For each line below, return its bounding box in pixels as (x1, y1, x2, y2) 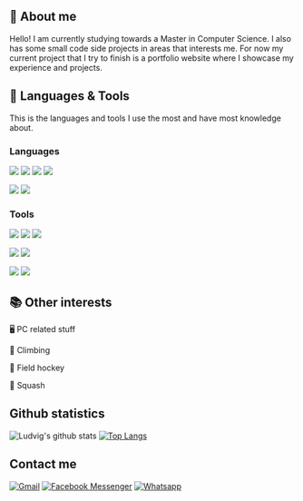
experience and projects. (9, 62, 103, 73)
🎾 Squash (9, 380, 45, 391)
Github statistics (9, 406, 105, 422)
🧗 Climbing (9, 345, 51, 356)
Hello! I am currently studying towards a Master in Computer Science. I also (9, 33, 292, 44)
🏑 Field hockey (9, 362, 65, 373)
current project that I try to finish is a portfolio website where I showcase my (9, 52, 295, 64)
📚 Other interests (9, 294, 112, 309)
